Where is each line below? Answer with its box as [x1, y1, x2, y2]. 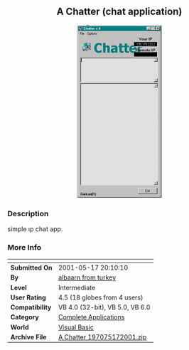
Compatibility [10, 303, 52, 312]
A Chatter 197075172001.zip [58, 332, 147, 341]
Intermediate [58, 283, 96, 292]
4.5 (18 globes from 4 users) [58, 293, 144, 302]
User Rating [10, 293, 46, 302]
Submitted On [10, 263, 53, 272]
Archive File [10, 332, 47, 341]
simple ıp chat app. [7, 225, 63, 233]
